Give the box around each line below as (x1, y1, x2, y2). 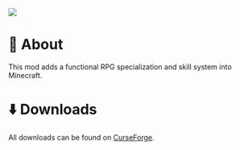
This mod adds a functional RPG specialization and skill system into (8, 61, 232, 72)
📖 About (8, 35, 64, 54)
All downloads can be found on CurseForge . (8, 132, 155, 142)
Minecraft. (8, 70, 43, 80)
